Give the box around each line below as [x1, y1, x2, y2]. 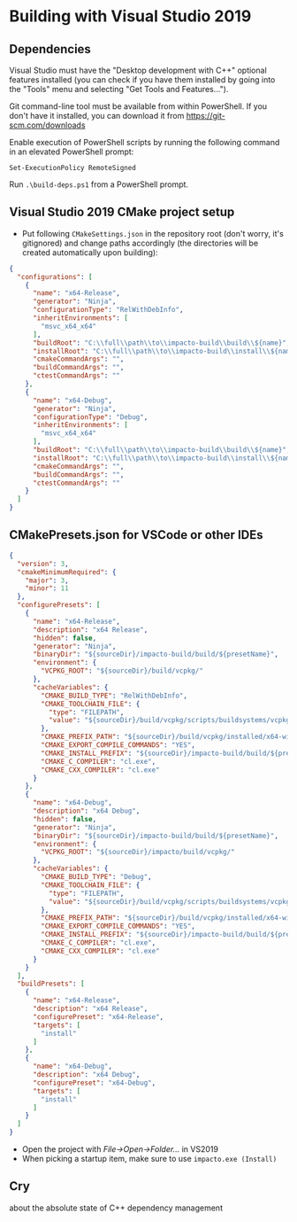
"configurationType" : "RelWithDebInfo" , [32, 306, 184, 315]
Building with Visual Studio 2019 [9, 6, 252, 27]
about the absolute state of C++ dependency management [9, 1203, 224, 1213]
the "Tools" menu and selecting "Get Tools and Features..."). [9, 84, 229, 94]
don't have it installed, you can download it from [9, 111, 185, 121]
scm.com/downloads [9, 120, 86, 130]
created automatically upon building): [21, 246, 158, 258]
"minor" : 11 [25, 584, 69, 593]
